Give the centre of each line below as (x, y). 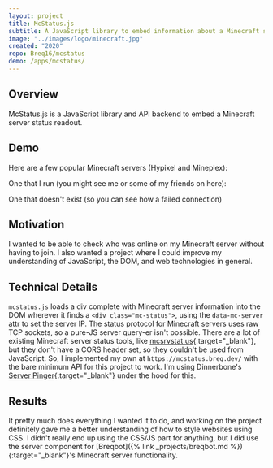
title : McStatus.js (41, 24)
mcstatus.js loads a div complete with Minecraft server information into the (135, 306)
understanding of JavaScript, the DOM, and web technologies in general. (131, 262)
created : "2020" (36, 46)
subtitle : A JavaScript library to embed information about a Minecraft (134, 31)
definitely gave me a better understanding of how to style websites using (130, 429)
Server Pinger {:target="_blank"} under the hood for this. (102, 375)
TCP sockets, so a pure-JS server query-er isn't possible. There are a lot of (134, 332)
